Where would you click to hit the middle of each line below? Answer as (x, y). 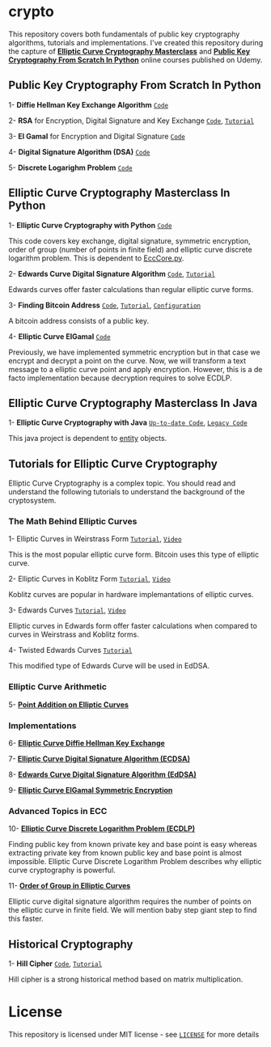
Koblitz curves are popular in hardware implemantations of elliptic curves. (131, 595)
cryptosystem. (32, 501)
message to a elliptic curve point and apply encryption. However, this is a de (135, 369)
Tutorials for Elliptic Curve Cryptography (113, 464)
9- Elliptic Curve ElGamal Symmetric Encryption (91, 791)
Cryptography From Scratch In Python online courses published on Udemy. (135, 60)
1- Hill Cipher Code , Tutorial (55, 964)
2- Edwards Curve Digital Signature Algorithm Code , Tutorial (112, 273)
